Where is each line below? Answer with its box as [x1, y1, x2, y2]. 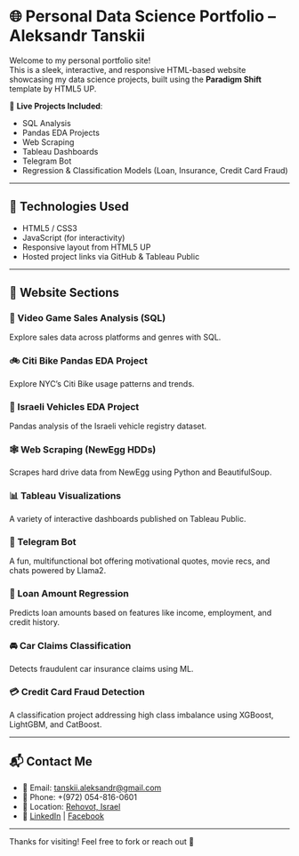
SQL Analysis [21, 117, 71, 128]
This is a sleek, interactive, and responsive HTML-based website [9, 64, 246, 75]
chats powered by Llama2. [9, 564, 107, 575]
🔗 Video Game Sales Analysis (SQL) [9, 312, 166, 324]
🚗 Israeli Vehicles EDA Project [9, 400, 140, 412]
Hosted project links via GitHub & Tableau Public [21, 251, 200, 261]
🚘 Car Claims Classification [9, 640, 132, 652]
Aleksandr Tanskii [9, 26, 145, 46]
